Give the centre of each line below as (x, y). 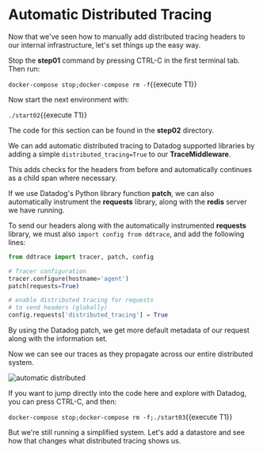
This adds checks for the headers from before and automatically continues (130, 169)
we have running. (36, 210)
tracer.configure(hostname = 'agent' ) (69, 278)
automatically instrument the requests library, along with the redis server (128, 202)
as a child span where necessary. (63, 178)
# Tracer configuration (48, 271)
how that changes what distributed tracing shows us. (95, 441)
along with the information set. (58, 339)
